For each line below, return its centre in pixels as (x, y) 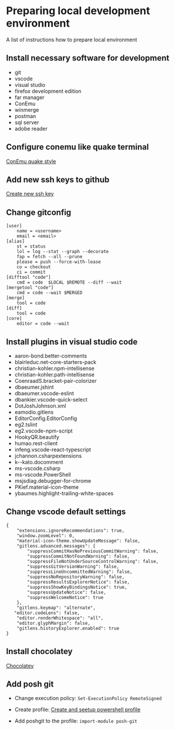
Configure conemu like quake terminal (78, 147)
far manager (30, 97)
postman (25, 116)
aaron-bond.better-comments (51, 356)
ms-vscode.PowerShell (43, 474)
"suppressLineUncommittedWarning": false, (80, 572)
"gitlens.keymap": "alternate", (56, 608)
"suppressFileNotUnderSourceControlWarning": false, (93, 561)
